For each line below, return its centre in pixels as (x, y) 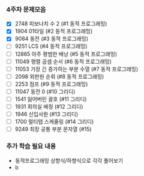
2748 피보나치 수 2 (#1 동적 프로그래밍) (61, 24)
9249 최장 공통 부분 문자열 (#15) (53, 129)
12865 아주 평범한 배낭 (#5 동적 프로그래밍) (66, 54)
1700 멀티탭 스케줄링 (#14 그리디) (54, 122)
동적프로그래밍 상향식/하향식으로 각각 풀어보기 (69, 160)
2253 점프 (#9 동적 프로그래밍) (51, 84)
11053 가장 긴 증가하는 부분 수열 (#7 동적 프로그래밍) (76, 69)
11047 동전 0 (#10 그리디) (45, 91)
